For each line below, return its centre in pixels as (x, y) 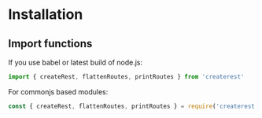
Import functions (50, 44)
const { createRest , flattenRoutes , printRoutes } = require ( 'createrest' (133, 106)
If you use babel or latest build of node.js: (76, 62)
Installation (46, 15)
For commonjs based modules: (58, 91)
